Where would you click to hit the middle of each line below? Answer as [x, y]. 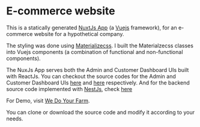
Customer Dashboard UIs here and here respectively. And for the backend [98, 83]
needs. [15, 119]
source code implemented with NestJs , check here [69, 89]
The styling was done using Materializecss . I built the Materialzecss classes [100, 46]
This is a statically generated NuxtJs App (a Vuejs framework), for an [92, 28]
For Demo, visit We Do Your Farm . [48, 101]
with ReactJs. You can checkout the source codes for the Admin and [91, 76]
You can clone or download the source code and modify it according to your [101, 112]
